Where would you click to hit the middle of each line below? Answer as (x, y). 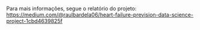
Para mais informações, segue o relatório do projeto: (71, 9)
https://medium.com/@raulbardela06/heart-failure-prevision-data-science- (100, 15)
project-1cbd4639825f (34, 21)
